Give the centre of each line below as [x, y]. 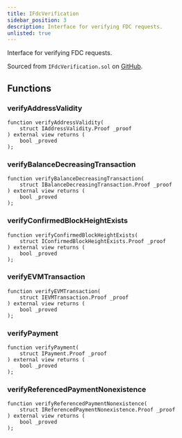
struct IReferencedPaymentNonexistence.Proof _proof [98, 410]
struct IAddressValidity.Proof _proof [76, 128]
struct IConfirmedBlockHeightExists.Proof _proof [93, 241]
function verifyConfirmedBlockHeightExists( [73, 235]
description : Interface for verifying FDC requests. [85, 26]
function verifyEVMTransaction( [54, 291]
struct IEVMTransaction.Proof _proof [74, 297]
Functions [30, 88]
